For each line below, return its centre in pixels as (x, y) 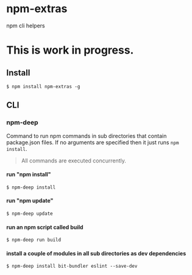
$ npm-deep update (30, 214)
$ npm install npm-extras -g (43, 86)
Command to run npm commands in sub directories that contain (87, 136)
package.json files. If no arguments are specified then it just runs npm (93, 142)
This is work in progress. (70, 50)
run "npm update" (30, 201)
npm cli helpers (26, 26)
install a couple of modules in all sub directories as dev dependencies (96, 253)
